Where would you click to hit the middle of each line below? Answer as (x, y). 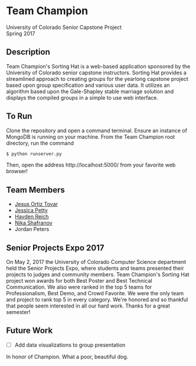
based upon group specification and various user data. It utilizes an (88, 85)
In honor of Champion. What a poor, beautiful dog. (67, 357)
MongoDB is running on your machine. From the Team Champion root (91, 136)
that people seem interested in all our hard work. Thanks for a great (88, 306)
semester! (18, 312)
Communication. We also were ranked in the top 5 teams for (79, 287)
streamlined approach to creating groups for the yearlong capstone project (97, 79)
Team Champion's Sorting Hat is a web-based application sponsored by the (98, 66)
